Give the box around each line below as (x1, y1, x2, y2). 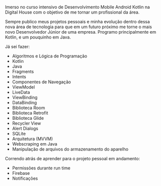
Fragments (12, 69, 34, 74)
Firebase (12, 170, 30, 176)
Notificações (12, 175, 38, 181)
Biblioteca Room (12, 105, 45, 111)
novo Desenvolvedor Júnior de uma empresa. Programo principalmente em (5, 29, 156, 35)
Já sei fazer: (5, 44, 30, 49)
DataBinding (12, 100, 37, 105)
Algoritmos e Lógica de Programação (12, 53, 87, 59)
